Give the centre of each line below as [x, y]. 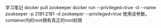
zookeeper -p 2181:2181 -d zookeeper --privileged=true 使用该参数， [77, 14]
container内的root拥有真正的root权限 [44, 20]
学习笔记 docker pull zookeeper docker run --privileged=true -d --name [81, 7]
